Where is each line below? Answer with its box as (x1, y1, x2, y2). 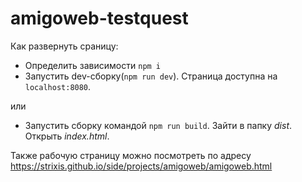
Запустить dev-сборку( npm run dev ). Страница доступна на (24, 70, 278, 82)
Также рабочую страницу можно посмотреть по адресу (10, 149, 252, 161)
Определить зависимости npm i (24, 59, 162, 71)
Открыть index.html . (24, 130, 110, 142)
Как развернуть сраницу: (10, 40, 119, 52)
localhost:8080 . (24, 80, 92, 92)
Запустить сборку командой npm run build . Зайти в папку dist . (24, 119, 293, 131)
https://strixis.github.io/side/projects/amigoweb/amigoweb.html (10, 160, 273, 172)
